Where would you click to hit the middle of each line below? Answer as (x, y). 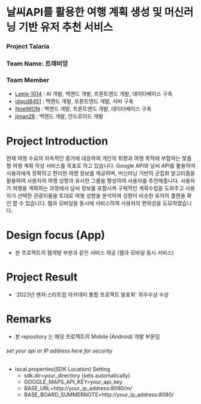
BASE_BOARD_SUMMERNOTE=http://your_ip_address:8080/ (99, 395)
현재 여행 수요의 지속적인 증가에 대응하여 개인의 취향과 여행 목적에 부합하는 (94, 158)
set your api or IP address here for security (59, 351)
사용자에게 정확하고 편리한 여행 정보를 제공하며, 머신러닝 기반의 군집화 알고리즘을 (101, 173)
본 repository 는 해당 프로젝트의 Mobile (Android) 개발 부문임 (87, 337)
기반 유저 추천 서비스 (66, 27)
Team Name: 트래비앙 (37, 64)
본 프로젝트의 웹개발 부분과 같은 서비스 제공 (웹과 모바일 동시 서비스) (94, 253)
